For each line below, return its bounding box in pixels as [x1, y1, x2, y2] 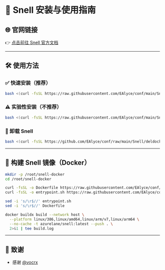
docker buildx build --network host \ [5, 212, 84, 217]
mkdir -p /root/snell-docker [5, 172, 65, 177]
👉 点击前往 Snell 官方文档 [5, 40, 59, 45]
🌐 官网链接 [5, 26, 38, 34]
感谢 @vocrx [12, 259, 38, 266]
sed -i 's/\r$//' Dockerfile [5, 204, 65, 209]
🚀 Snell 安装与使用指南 [5, 4, 96, 16]
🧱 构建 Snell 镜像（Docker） [5, 158, 91, 167]
